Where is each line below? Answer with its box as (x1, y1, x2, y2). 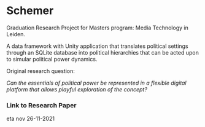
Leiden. (6, 30, 26, 37)
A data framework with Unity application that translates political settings (6, 42, 188, 50)
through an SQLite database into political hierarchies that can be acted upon (6, 48, 199, 56)
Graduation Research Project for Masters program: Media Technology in (6, 24, 188, 31)
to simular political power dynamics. (6, 55, 98, 63)
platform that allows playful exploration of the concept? (6, 85, 147, 93)
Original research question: (6, 67, 75, 74)
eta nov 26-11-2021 (6, 115, 55, 123)
